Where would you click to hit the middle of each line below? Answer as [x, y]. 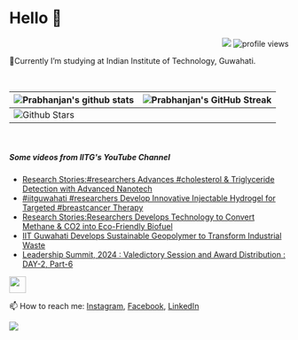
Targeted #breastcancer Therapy [82, 207]
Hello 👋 [35, 18]
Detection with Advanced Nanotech [87, 189]
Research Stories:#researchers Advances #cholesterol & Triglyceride [148, 179]
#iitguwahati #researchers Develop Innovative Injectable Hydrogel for [149, 197]
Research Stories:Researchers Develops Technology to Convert [138, 217]
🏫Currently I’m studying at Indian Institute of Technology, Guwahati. [133, 60]
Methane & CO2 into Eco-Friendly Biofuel [97, 226]
